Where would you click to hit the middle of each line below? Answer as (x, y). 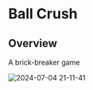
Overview (33, 43)
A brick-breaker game (44, 62)
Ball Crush (43, 14)
